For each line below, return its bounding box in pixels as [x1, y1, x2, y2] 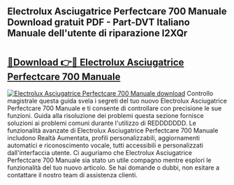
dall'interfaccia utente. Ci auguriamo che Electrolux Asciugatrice [7, 149, 193, 156]
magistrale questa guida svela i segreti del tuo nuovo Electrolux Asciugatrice [7, 97, 227, 105]
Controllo [187, 89, 214, 97]
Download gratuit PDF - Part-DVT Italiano [7, 17, 190, 29]
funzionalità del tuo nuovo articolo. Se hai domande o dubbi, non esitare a [7, 163, 220, 172]
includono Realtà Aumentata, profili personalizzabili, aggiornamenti [7, 134, 200, 142]
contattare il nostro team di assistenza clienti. [7, 171, 138, 179]
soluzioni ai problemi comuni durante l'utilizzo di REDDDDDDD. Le [7, 119, 197, 127]
